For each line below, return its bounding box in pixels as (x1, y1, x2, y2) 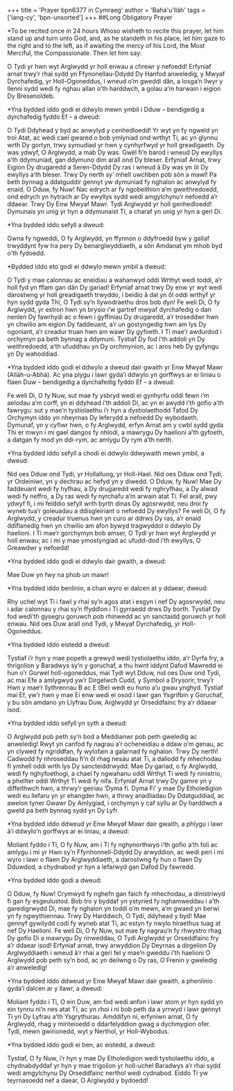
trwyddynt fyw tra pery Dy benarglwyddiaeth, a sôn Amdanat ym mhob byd (7, 242, 223, 249)
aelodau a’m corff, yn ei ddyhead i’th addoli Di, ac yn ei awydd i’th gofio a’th (7, 399, 224, 407)
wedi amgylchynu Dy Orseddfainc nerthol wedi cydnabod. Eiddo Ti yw (7, 1069, 209, 1077)
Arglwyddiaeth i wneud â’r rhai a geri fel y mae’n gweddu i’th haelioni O (7, 949, 211, 957)
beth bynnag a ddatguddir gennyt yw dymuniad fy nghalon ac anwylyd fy (7, 178, 217, 186)
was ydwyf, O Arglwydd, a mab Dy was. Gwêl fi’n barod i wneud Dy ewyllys (7, 149, 223, 156)
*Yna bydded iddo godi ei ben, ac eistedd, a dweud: (7, 1041, 156, 1049)
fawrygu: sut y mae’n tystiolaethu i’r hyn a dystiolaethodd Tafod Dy (7, 406, 199, 414)
